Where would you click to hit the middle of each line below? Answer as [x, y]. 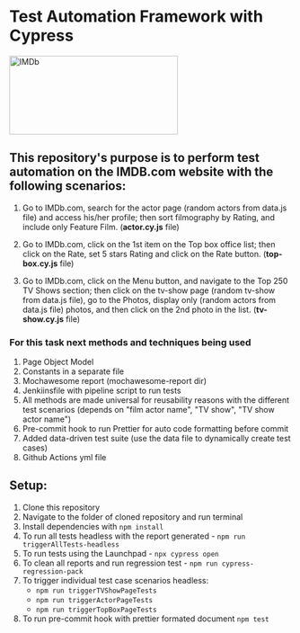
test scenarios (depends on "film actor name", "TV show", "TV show [149, 410]
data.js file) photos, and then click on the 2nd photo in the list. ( [139, 309]
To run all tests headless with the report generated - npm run [134, 536]
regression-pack [53, 571]
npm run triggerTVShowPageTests [96, 591]
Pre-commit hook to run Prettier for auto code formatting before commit [155, 429]
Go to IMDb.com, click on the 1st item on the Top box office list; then [149, 244]
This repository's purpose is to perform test [135, 158]
